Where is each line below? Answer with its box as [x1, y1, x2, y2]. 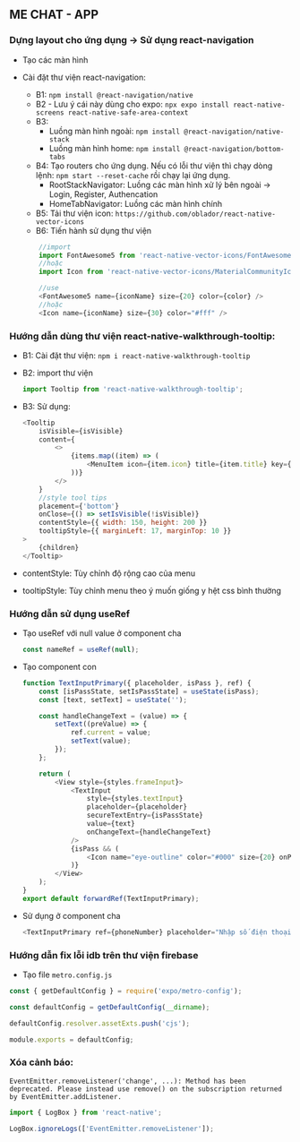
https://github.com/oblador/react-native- [115, 210, 276, 219]
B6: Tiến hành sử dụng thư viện [35, 225, 152, 236]
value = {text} [86, 820, 136, 829]
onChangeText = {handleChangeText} [86, 828, 212, 837]
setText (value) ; [70, 736, 132, 746]
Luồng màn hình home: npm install [48, 142, 181, 153]
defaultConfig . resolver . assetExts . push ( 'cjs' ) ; [9, 1018, 191, 1028]
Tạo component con [21, 661, 97, 672]
